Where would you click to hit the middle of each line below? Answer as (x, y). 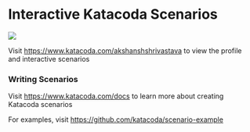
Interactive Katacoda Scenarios (113, 14)
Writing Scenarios (43, 79)
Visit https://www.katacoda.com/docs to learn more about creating (116, 96)
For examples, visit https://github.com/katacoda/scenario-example (116, 120)
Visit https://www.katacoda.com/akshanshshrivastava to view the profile (125, 50)
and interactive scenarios (49, 59)
